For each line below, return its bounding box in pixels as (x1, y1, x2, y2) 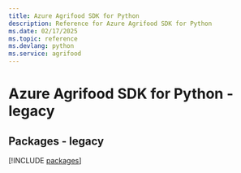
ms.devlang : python (8, 42, 75, 50)
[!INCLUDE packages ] (8, 156, 82, 165)
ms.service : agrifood (8, 50, 82, 58)
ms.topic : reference (8, 34, 79, 43)
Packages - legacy (8, 134, 104, 148)
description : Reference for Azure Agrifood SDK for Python (8, 19, 213, 28)
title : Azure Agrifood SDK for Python (8, 11, 140, 20)
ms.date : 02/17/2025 (8, 27, 79, 35)
